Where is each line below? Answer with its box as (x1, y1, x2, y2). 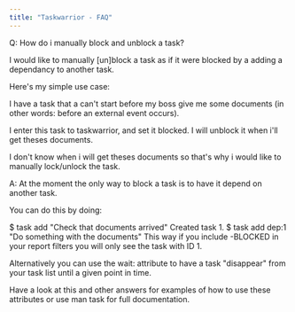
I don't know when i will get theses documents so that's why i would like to (9, 152, 282, 162)
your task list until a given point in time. (9, 267, 152, 277)
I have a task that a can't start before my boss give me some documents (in (9, 98, 284, 109)
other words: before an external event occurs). (9, 107, 180, 118)
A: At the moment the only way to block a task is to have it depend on (9, 178, 263, 189)
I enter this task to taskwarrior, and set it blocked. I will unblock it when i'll (9, 125, 278, 136)
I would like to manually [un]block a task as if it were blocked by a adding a (9, 54, 283, 65)
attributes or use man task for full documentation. (9, 293, 190, 304)
